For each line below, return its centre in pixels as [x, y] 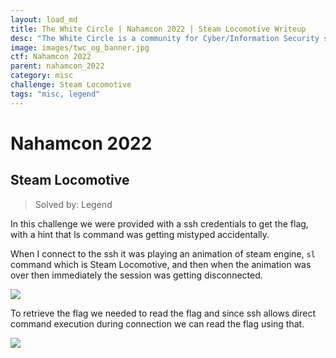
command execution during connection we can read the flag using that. [157, 323]
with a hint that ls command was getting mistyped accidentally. [140, 234]
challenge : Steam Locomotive [71, 85]
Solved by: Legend [73, 204]
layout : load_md [44, 19]
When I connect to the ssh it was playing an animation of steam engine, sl [163, 253]
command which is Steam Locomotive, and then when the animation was [161, 264]
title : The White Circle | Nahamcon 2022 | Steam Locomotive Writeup [158, 29]
